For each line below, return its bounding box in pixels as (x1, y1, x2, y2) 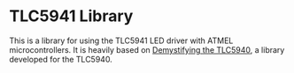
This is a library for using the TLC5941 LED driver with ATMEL (9, 35, 234, 46)
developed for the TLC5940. (9, 54, 112, 64)
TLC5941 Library (9, 6, 134, 26)
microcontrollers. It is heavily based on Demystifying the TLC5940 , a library (9, 44, 285, 55)
